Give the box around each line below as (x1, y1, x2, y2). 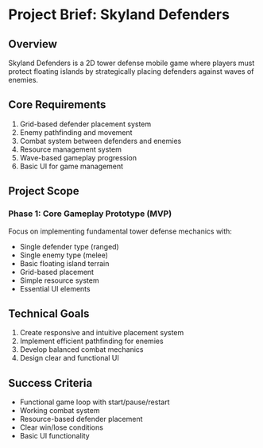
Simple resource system (19, 276, 99, 285)
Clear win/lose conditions (19, 423, 103, 432)
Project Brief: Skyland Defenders (8, 6, 230, 24)
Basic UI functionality (19, 431, 90, 441)
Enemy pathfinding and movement (19, 127, 133, 137)
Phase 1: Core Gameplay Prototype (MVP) (8, 208, 172, 219)
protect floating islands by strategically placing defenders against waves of (8, 67, 254, 76)
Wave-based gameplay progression (19, 153, 137, 162)
